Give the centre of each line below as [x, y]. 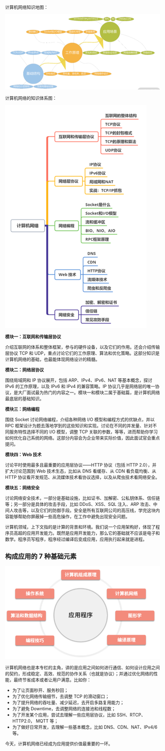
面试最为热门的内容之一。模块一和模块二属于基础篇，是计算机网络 [93, 392]
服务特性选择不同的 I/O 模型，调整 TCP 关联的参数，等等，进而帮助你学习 [83, 432]
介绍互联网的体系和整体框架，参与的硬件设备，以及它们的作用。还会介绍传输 [82, 347]
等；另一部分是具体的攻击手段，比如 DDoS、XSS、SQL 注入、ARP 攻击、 [79, 504]
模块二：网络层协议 [25, 370]
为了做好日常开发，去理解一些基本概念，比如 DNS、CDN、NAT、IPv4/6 [85, 727]
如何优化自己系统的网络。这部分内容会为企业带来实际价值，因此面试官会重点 [82, 438]
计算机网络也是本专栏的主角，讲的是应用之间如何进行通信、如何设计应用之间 [82, 668]
